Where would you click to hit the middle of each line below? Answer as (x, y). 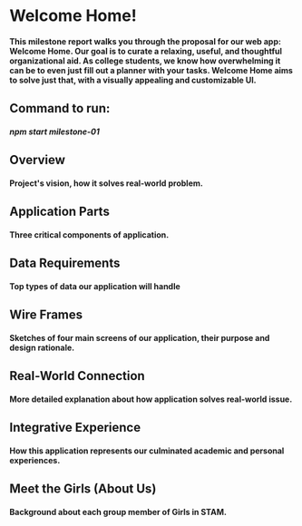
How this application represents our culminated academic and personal (147, 451)
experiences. (35, 460)
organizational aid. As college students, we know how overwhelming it (145, 61)
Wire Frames (46, 315)
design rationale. (42, 347)
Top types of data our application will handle (95, 286)
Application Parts (60, 212)
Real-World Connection (77, 376)
